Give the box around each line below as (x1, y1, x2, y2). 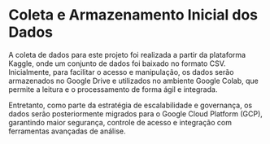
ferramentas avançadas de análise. (8, 126, 126, 136)
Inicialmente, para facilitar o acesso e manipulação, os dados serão (8, 67, 234, 76)
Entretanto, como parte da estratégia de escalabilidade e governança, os (8, 100, 253, 110)
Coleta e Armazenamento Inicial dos (8, 6, 259, 24)
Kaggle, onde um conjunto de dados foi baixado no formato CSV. (8, 59, 226, 68)
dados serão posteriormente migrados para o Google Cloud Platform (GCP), (8, 108, 263, 119)
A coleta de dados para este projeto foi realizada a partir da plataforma (8, 50, 246, 59)
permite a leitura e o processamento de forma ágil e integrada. (8, 84, 218, 94)
